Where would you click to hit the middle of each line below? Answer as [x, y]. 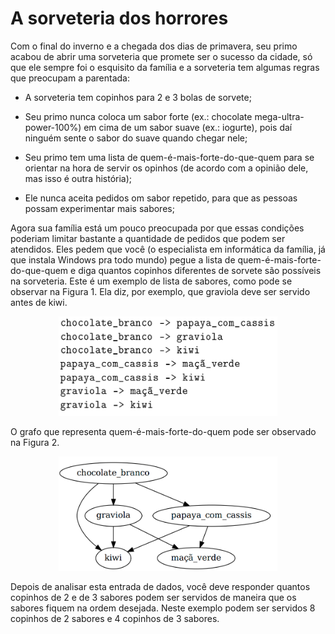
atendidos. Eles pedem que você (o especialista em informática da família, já [168, 249]
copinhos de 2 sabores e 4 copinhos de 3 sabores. [115, 619]
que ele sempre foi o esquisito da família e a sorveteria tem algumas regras [165, 67]
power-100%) [53, 127]
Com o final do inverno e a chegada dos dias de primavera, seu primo [154, 46]
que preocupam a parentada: [70, 78]
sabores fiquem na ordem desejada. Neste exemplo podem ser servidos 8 [163, 608]
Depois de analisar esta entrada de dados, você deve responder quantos [160, 587]
